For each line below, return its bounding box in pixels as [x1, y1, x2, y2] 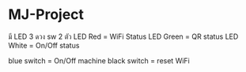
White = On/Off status [8, 40, 80, 50]
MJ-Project [8, 6, 85, 24]
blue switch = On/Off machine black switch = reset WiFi [8, 55, 190, 65]
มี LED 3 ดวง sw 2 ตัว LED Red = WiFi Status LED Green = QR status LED [8, 32, 239, 41]
